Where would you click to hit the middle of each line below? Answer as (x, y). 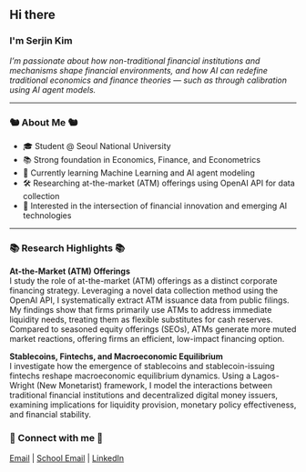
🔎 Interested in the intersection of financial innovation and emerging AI (155, 206)
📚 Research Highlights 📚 (67, 247)
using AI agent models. (53, 89)
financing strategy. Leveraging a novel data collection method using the (144, 291)
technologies (47, 215)
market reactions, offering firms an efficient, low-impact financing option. (147, 339)
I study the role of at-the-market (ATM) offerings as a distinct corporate (143, 281)
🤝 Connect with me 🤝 (56, 438)
